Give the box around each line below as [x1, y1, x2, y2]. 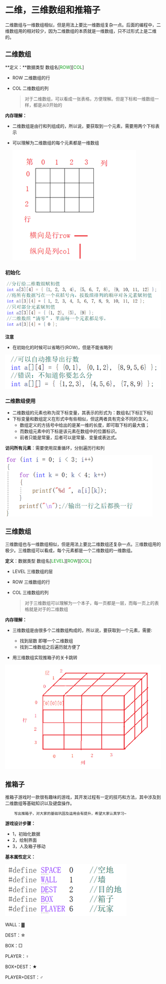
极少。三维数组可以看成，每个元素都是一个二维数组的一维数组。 [5, 548, 135, 554]
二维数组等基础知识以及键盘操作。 [5, 800, 75, 806]
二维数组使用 [5, 397, 36, 404]
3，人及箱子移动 [12, 843, 46, 849]
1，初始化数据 [12, 830, 41, 837]
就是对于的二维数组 [29, 606, 68, 612]
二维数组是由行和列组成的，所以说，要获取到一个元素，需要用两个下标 [12, 123, 156, 129]
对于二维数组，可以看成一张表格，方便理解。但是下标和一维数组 [24, 96, 155, 102]
